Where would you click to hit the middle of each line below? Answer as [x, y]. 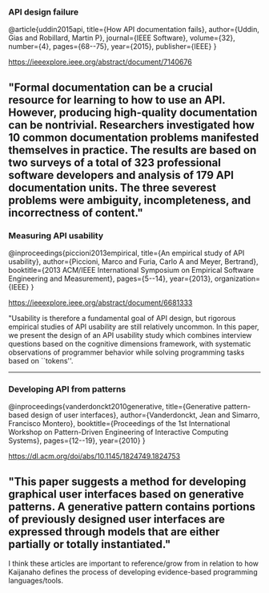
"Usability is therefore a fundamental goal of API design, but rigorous [122, 318]
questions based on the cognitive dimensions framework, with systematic [130, 343]
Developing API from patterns [67, 389]
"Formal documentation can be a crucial [111, 87]
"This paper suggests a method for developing [127, 481]
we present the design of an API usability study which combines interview [130, 335]
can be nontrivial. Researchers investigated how [131, 125]
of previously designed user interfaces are [117, 519]
